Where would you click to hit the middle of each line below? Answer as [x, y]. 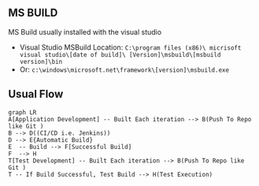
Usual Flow [36, 94]
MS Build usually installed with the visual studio [85, 32]
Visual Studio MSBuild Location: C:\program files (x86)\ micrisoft [130, 47]
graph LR [22, 112]
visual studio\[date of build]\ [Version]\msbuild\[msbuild [120, 54]
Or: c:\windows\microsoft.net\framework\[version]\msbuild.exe [124, 69]
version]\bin [41, 61]
